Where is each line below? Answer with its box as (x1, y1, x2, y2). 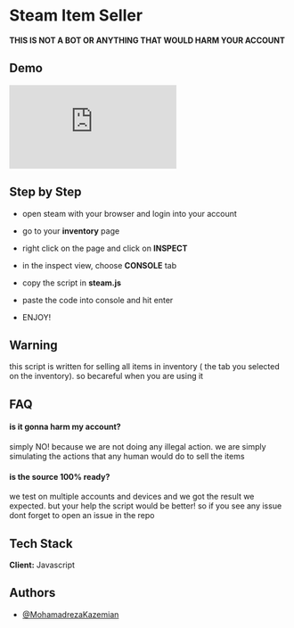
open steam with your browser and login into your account (21, 208, 238, 219)
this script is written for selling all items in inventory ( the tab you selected (9, 361, 281, 372)
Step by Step (9, 185, 82, 200)
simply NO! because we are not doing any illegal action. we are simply (9, 441, 266, 451)
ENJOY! (21, 311, 52, 322)
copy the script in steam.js (21, 277, 122, 288)
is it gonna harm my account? (9, 421, 122, 433)
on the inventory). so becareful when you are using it (9, 371, 203, 382)
